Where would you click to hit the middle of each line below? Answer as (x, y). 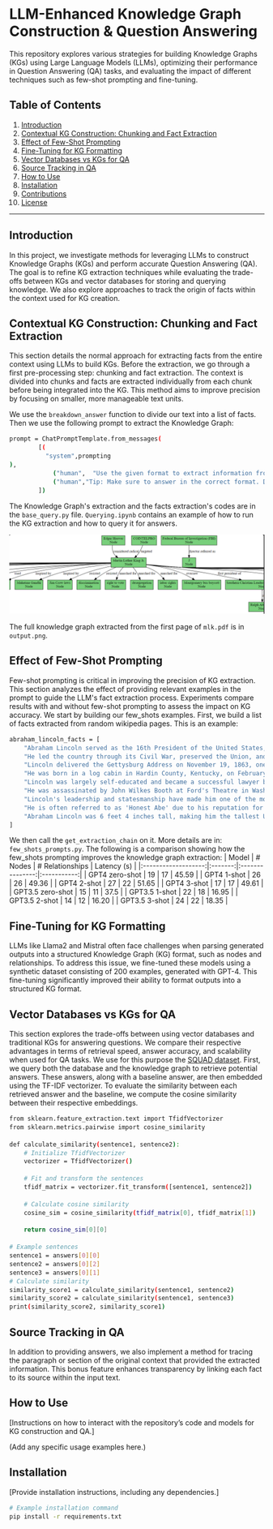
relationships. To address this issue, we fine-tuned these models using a (130, 963)
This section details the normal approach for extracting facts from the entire (136, 356)
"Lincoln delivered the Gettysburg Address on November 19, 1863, (138, 765)
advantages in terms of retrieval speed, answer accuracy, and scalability (130, 1051)
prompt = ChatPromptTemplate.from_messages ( (85, 439)
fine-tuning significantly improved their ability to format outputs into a (125, 980)
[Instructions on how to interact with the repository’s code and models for (132, 1422)
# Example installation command (64, 1508)
